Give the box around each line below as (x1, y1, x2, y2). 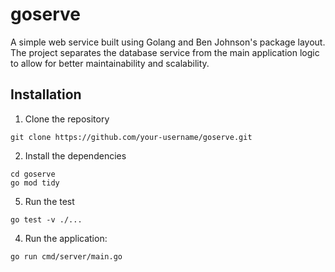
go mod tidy (10, 178, 60, 188)
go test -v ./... (10, 214, 83, 225)
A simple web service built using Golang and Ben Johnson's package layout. (10, 36, 326, 48)
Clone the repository (24, 113, 110, 125)
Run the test (24, 195, 75, 207)
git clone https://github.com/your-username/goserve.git (10, 132, 253, 142)
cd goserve (10, 169, 56, 179)
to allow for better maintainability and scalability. (10, 57, 210, 69)
